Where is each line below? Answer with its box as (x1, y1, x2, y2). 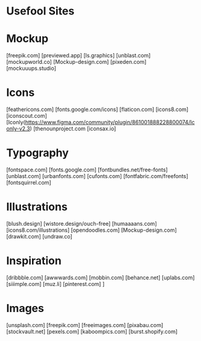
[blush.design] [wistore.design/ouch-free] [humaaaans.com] (6, 220, 157, 227)
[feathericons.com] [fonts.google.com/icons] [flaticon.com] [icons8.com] (6, 106, 189, 113)
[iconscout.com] (6, 112, 47, 120)
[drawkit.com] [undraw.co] (6, 232, 72, 240)
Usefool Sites (6, 4, 75, 18)
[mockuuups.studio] (6, 65, 56, 72)
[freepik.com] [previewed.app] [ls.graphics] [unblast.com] (6, 52, 151, 59)
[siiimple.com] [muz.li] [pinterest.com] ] (6, 280, 104, 287)
